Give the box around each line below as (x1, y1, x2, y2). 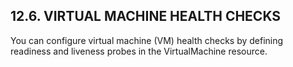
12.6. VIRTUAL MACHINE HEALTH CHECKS (10, 8, 282, 25)
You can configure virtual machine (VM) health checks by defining (10, 34, 284, 46)
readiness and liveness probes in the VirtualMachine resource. (10, 45, 268, 57)
